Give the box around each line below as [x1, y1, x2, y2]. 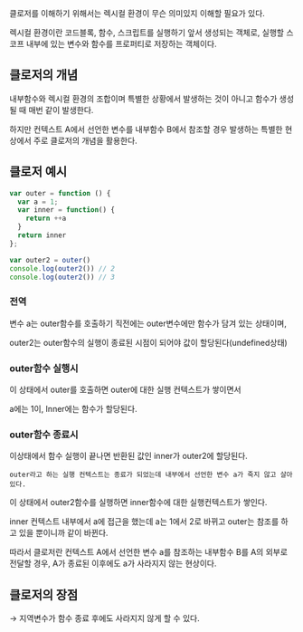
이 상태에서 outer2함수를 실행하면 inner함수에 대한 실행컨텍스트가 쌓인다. [9, 497, 268, 508]
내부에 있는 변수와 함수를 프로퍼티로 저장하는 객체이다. [25, 39, 217, 49]
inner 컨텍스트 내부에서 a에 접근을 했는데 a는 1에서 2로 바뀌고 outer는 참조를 [9, 516, 279, 527]
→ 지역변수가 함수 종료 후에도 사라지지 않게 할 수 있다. [9, 613, 201, 624]
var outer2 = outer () [9, 255, 91, 264]
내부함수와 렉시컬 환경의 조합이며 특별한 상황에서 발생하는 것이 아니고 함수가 [9, 93, 278, 104]
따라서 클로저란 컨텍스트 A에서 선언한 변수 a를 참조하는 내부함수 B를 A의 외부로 [9, 547, 288, 558]
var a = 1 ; [17, 197, 59, 206]
